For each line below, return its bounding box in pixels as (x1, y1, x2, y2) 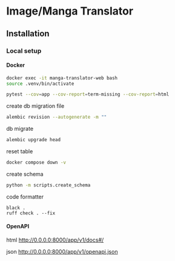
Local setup (6, 47, 42, 55)
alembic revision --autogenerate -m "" (6, 114, 107, 121)
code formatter (6, 193, 44, 200)
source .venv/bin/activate (6, 81, 74, 87)
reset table (6, 148, 33, 155)
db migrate (6, 125, 34, 133)
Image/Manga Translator (6, 4, 134, 18)
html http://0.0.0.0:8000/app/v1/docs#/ (6, 236, 104, 243)
